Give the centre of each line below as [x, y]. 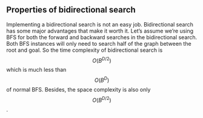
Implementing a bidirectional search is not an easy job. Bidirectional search [100, 24]
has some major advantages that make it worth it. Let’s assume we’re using [100, 31]
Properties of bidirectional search [71, 10]
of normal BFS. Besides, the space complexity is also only [78, 90]
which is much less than [36, 70]
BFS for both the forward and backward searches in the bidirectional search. [102, 37]
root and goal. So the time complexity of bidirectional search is [85, 50]
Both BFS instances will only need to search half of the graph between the [99, 43]
